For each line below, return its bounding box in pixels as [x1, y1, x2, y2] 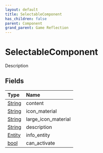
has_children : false [5, 16, 47, 21]
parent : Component [5, 21, 42, 26]
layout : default [5, 7, 38, 12]
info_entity [26, 131, 50, 138]
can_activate [26, 139, 55, 146]
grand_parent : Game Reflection [5, 25, 69, 30]
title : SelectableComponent [5, 12, 62, 17]
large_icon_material [26, 116, 71, 123]
